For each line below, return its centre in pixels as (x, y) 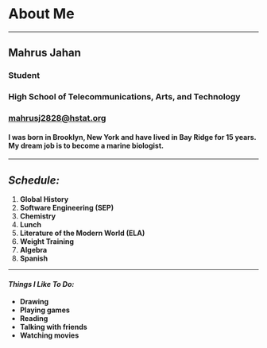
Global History (44, 199)
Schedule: (34, 180)
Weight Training (46, 242)
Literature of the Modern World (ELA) (82, 233)
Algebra (33, 250)
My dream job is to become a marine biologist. (86, 145)
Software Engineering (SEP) (66, 208)
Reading (34, 319)
